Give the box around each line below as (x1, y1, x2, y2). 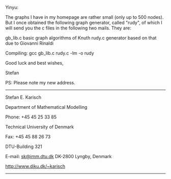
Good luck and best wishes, (5, 60, 64, 66)
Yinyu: (5, 5, 19, 10)
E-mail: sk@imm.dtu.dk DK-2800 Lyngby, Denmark (5, 154, 112, 159)
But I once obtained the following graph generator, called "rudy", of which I (5, 20, 162, 25)
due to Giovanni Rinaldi (5, 40, 54, 46)
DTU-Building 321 (5, 143, 42, 150)
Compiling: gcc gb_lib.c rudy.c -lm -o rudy (5, 50, 94, 56)
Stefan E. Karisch (5, 94, 42, 100)
